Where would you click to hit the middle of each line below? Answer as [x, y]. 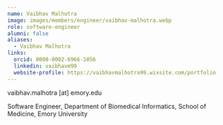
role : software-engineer [44, 27]
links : [17, 53]
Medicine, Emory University [48, 114]
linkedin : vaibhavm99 [46, 66]
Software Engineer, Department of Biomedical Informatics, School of [107, 106]
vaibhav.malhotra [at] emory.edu [55, 93]
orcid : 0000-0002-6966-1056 [55, 60]
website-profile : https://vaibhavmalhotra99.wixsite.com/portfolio [115, 72]
